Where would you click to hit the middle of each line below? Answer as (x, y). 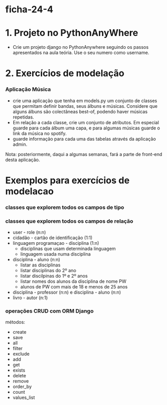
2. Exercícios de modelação (65, 73)
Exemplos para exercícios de (67, 180)
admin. (20, 144)
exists (19, 370)
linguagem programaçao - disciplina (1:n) (56, 243)
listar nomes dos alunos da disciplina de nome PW (73, 281)
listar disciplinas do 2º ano (48, 271)
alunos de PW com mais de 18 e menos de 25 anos (74, 287)
